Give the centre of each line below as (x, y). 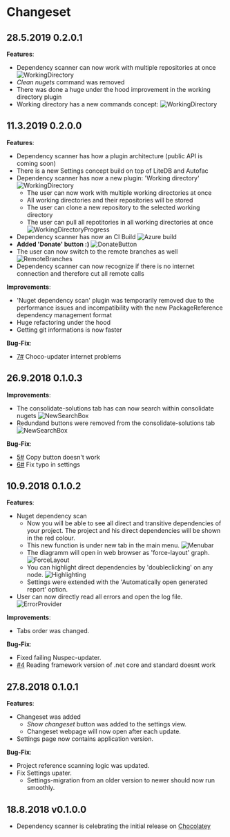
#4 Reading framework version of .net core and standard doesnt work (116, 665)
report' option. (47, 590)
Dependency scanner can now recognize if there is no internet (105, 266)
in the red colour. (51, 538)
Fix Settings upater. (44, 773)
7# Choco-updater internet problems (69, 356)
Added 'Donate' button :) (53, 244)
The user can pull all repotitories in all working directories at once (120, 222)
